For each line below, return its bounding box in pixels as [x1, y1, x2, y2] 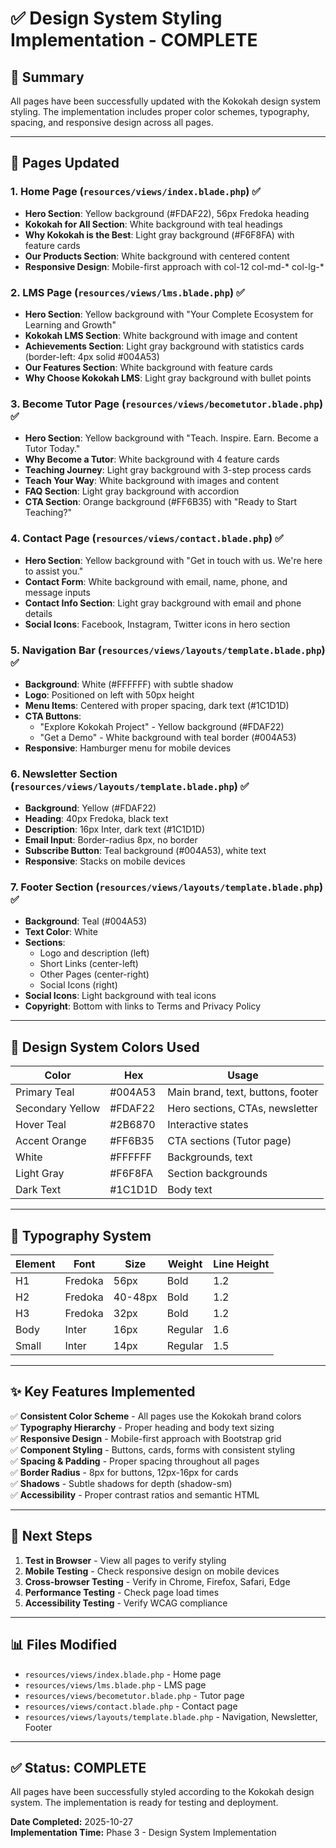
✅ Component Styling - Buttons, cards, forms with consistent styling [10, 1443, 296, 1456]
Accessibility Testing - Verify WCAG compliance [24, 1597, 228, 1609]
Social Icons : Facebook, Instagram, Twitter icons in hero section [24, 618, 291, 630]
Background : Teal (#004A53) [24, 915, 148, 927]
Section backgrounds [167, 1167, 268, 1181]
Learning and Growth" [24, 318, 117, 331]
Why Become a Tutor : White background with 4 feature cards [24, 453, 280, 466]
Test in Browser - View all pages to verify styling [24, 1554, 227, 1566]
